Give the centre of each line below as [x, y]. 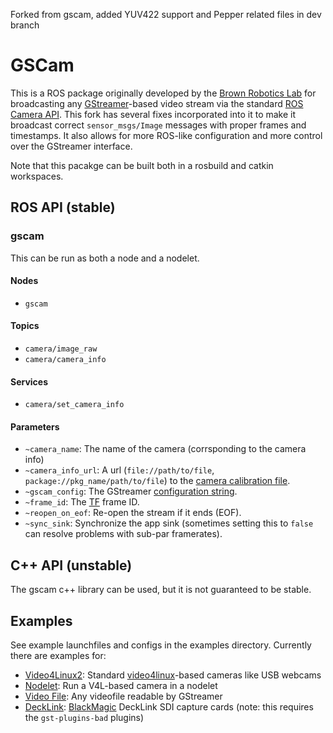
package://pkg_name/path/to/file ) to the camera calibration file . [157, 481]
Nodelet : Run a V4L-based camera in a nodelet [121, 686]
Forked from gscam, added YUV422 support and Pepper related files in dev [166, 14]
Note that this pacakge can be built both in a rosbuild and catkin [142, 165]
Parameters [35, 426]
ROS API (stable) [63, 207]
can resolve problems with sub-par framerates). [123, 534]
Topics [25, 326]
